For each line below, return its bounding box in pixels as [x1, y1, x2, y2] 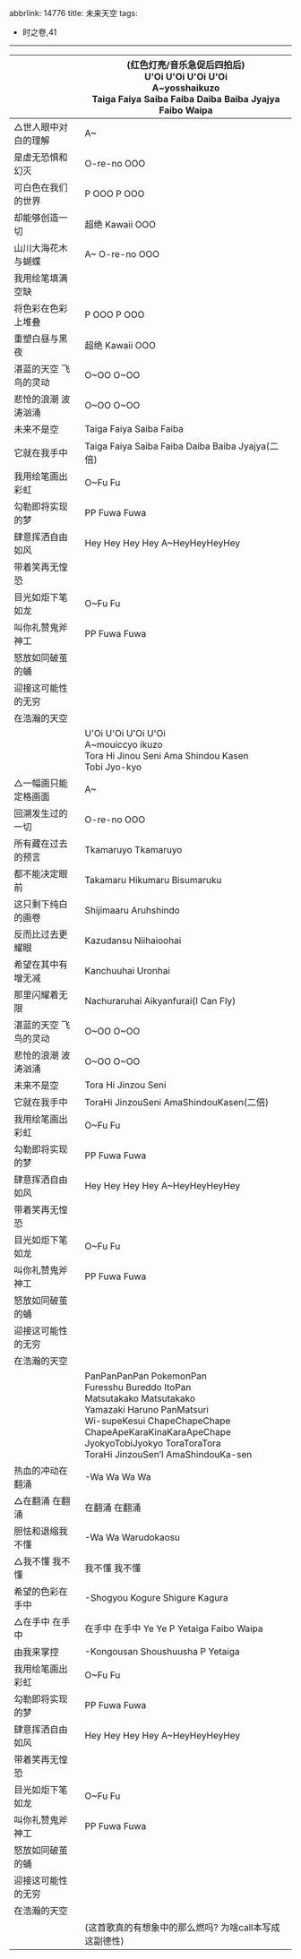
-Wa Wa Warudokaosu [84, 1531, 181, 1543]
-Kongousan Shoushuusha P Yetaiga [84, 1645, 240, 1657]
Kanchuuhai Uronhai [84, 965, 170, 976]
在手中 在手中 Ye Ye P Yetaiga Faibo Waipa [84, 1622, 263, 1635]
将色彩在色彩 [13, 303, 69, 314]
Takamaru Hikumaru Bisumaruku [84, 874, 222, 886]
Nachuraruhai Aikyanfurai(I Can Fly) [84, 995, 236, 1007]
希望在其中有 [13, 958, 69, 970]
